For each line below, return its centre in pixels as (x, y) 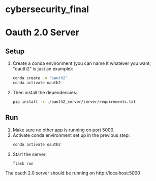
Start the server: (30, 154)
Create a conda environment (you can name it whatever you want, (82, 63)
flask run (23, 163)
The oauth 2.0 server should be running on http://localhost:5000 (73, 173)
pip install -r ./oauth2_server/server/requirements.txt (74, 102)
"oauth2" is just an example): (43, 69)
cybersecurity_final (47, 9)
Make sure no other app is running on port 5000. (64, 130)
